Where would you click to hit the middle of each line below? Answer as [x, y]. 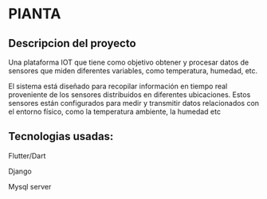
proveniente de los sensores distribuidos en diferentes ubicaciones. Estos [130, 95]
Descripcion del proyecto [73, 43]
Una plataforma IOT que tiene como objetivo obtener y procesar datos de [129, 62]
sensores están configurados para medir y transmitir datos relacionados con [134, 103]
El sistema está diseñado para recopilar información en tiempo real [118, 86]
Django [20, 171]
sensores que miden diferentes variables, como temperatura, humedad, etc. [133, 71]
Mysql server [30, 186]
